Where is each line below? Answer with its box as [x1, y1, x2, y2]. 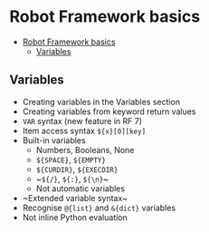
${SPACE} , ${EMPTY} [35, 154, 107, 165]
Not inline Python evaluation [22, 211, 128, 223]
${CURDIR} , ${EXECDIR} [35, 163, 119, 174]
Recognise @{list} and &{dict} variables [22, 202, 176, 213]
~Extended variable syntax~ [22, 192, 128, 203]
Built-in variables [22, 134, 86, 146]
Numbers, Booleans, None [35, 144, 135, 155]
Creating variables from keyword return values [22, 106, 196, 117]
